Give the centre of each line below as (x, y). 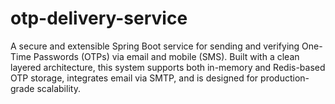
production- (285, 78)
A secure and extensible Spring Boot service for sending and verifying (155, 46)
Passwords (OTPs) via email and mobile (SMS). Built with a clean (166, 56)
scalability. (58, 88)
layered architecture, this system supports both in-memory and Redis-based (168, 67)
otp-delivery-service (99, 18)
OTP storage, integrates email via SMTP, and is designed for (134, 78)
